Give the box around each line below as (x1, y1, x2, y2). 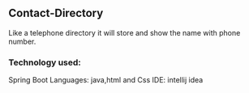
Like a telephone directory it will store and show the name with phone (8, 27, 241, 37)
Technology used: (8, 57, 81, 68)
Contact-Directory (8, 6, 104, 20)
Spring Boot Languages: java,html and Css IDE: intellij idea (8, 75, 204, 85)
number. (8, 36, 36, 46)
